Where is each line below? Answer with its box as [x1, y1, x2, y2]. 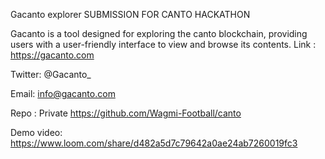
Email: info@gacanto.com [10, 88, 116, 99]
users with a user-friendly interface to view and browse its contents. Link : [10, 39, 317, 50]
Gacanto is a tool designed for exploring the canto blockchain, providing [10, 28, 308, 39]
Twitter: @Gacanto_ [10, 69, 92, 80]
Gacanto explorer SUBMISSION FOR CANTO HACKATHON [10, 9, 251, 20]
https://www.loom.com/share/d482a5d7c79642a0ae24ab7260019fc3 [10, 137, 298, 149]
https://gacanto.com [10, 49, 95, 61]
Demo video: [10, 127, 63, 138]
